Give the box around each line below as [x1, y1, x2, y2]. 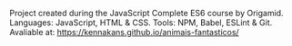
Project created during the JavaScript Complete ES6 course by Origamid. [9, 8, 284, 18]
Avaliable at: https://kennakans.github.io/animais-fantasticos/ [9, 27, 239, 37]
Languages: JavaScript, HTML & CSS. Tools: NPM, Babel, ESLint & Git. [9, 17, 273, 28]
